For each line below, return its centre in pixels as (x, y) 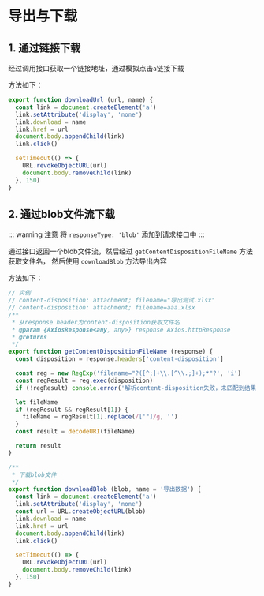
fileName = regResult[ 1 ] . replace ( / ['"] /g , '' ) (100, 417)
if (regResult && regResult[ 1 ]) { (72, 410)
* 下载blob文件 (34, 474)
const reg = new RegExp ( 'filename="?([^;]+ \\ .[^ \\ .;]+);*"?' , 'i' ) (128, 373)
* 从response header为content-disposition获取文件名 (96, 322)
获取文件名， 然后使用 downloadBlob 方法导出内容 (87, 261)
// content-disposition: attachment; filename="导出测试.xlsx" (112, 301)
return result (38, 446)
